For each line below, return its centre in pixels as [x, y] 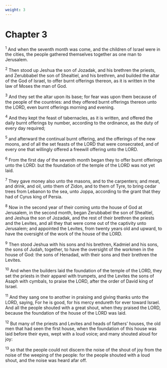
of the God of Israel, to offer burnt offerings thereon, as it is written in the [80, 81]
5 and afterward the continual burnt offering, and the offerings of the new [80, 138]
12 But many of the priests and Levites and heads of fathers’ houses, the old [83, 323]
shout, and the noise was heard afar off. [46, 361]
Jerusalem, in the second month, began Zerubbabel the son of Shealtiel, [79, 212]
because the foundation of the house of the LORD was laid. [66, 313]
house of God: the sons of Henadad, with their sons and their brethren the [81, 255]
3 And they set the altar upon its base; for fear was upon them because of [81, 96]
